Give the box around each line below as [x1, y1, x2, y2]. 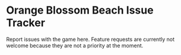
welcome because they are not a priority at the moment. [6, 42, 144, 49]
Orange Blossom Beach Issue [6, 4, 154, 17]
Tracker [6, 16, 46, 30]
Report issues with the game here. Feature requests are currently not [6, 35, 175, 43]
